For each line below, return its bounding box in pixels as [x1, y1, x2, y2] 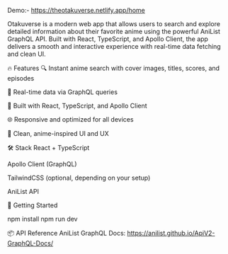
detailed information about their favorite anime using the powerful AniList [7, 28, 221, 35]
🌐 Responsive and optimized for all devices [7, 115, 134, 123]
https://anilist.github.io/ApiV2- [127, 229, 215, 237]
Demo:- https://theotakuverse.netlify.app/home [7, 6, 145, 14]
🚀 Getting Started [7, 201, 58, 209]
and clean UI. [7, 50, 46, 58]
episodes [7, 74, 35, 82]
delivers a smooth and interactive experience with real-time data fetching [7, 42, 221, 50]
